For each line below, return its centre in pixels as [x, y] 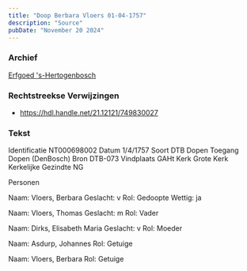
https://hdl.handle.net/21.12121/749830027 [89, 112]
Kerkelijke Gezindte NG [46, 167]
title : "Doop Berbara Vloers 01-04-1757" [78, 15]
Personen [24, 183]
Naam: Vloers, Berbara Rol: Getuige [66, 259]
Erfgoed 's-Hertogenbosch [52, 75]
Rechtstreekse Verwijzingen [64, 96]
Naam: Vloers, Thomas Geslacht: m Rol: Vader [84, 213]
